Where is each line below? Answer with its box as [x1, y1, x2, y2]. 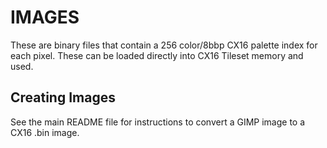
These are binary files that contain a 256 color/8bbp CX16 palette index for [10, 39, 318, 51]
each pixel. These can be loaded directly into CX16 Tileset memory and [10, 49, 304, 61]
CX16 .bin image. [10, 126, 80, 138]
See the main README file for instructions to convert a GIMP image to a [10, 116, 306, 128]
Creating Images [10, 89, 116, 106]
